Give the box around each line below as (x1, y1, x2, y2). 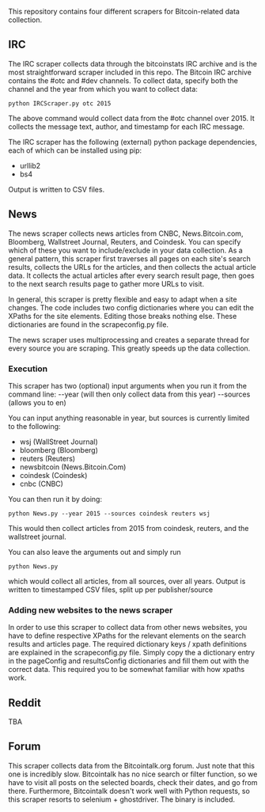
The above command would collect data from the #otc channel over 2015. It (8, 113, 255, 123)
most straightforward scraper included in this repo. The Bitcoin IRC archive (8, 67, 252, 77)
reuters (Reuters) (19, 453, 76, 463)
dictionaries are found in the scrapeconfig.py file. (8, 320, 168, 329)
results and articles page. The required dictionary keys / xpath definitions (8, 639, 248, 649)
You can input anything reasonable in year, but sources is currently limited (8, 413, 250, 423)
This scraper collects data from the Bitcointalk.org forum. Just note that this (8, 761, 256, 770)
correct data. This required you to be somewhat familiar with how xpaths (8, 665, 245, 674)
